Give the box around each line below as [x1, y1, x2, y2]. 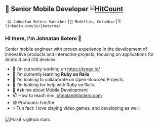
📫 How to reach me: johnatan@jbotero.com [12, 93, 102, 98]
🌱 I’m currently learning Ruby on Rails [12, 71, 90, 77]
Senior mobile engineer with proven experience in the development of [5, 46, 147, 52]
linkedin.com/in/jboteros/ [5, 23, 61, 29]
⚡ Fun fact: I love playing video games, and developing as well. [12, 105, 140, 111]
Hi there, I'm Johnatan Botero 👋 [5, 35, 81, 42]
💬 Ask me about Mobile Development [12, 87, 88, 93]
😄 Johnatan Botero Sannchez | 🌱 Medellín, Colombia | [7, 18, 118, 24]
